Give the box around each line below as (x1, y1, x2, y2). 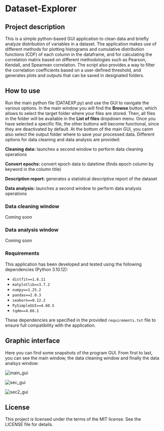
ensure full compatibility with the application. (5, 322, 96, 328)
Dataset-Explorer (5, 3, 77, 14)
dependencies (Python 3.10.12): (5, 266, 68, 272)
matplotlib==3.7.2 (12, 282, 50, 287)
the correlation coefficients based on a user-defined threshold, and (5, 67, 141, 73)
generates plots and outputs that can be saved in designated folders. (5, 73, 145, 78)
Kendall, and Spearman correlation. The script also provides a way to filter (5, 62, 155, 68)
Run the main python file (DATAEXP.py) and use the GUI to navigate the (5, 100, 149, 106)
